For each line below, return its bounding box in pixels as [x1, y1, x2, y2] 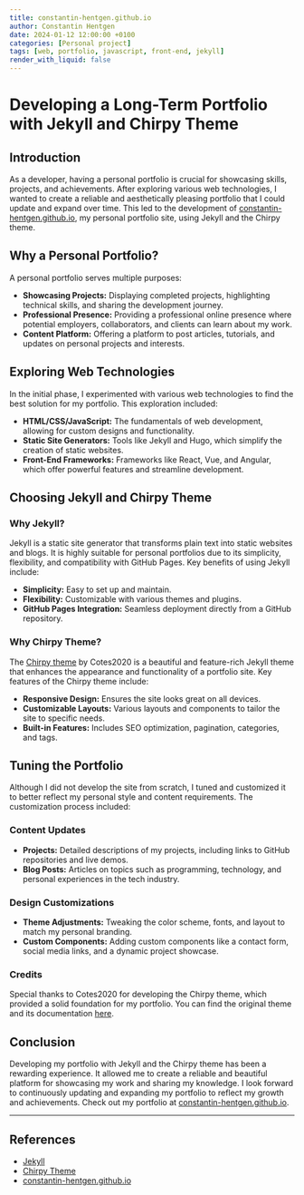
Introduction [9, 150, 81, 165]
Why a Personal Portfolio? [9, 248, 159, 264]
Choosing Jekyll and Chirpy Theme [9, 491, 213, 506]
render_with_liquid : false [9, 55, 111, 64]
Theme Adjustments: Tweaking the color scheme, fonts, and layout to [22, 917, 285, 928]
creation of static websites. [22, 444, 124, 455]
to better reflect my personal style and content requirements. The [9, 792, 253, 802]
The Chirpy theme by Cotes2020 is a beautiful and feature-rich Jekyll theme [9, 656, 295, 667]
